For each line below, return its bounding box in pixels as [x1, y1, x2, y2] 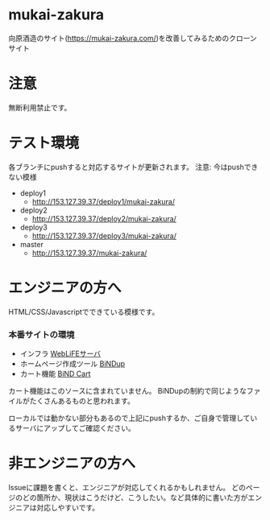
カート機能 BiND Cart [19, 369, 91, 379]
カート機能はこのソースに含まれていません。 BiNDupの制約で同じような [8, 386, 247, 396]
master [19, 239, 44, 249]
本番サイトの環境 [8, 328, 75, 340]
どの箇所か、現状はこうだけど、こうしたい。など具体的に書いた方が [22, 493, 248, 502]
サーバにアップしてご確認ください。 [15, 423, 135, 433]
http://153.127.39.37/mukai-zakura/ [31, 248, 147, 258]
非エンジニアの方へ [8, 455, 136, 473]
